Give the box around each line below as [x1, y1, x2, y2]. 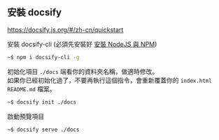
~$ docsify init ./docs [7, 98, 77, 106]
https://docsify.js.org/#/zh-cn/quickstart [7, 25, 124, 33]
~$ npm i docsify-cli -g [7, 54, 80, 61]
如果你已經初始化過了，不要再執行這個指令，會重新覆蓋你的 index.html [7, 76, 212, 84]
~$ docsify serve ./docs [7, 126, 80, 133]
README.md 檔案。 [7, 84, 56, 93]
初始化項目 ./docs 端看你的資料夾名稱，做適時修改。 [7, 67, 159, 75]
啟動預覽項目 [7, 112, 44, 120]
